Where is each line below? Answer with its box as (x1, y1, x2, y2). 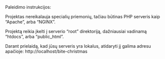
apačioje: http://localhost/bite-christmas (5, 49, 88, 54)
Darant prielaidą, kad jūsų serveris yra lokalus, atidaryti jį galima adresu (5, 43, 152, 49)
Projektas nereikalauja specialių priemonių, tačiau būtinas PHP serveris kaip (5, 14, 161, 19)
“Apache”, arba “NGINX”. (5, 19, 56, 25)
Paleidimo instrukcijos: (5, 4, 51, 10)
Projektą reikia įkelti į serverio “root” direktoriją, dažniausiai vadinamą (5, 29, 147, 34)
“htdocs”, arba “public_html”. (5, 34, 64, 39)
